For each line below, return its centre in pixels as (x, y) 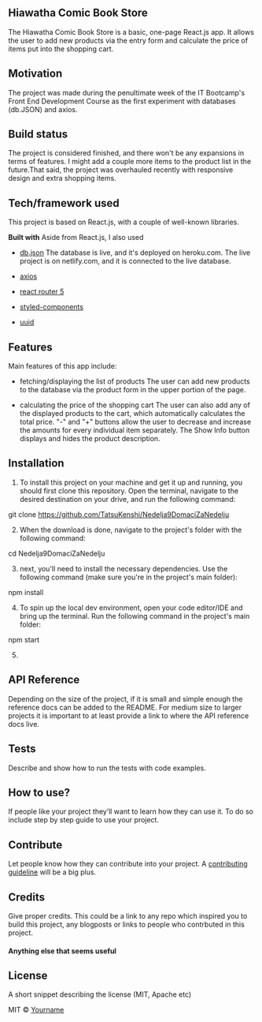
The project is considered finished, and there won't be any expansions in (126, 153)
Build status (38, 135)
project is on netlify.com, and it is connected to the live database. (125, 261)
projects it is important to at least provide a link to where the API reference (129, 715)
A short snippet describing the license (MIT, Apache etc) (100, 994)
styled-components (52, 307)
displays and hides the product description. (90, 439)
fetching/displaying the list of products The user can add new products (135, 381)
